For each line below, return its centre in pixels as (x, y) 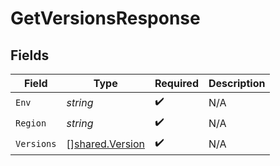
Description (237, 83)
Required (176, 83)
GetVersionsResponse (105, 18)
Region (31, 123)
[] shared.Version (105, 144)
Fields (30, 55)
